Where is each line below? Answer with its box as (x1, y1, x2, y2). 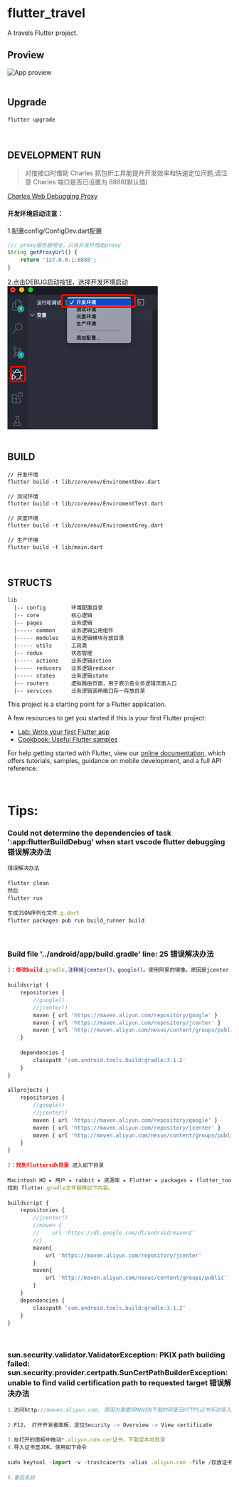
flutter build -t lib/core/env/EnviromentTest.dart (7, 500, 164, 507)
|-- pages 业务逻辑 (14, 619, 92, 626)
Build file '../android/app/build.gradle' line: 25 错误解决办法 (7, 949, 215, 959)
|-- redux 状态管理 (14, 649, 92, 656)
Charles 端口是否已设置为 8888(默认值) (33, 178, 148, 186)
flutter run (7, 895, 43, 902)
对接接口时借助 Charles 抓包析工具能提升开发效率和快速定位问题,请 (24, 169, 222, 177)
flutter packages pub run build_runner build (7, 917, 144, 925)
